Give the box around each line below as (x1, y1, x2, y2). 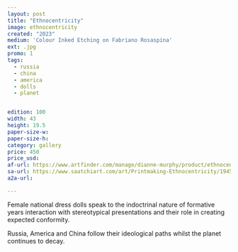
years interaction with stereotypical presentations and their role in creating (7, 207, 225, 217)
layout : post (7, 10, 46, 18)
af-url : (7, 161, 30, 169)
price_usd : (7, 155, 40, 162)
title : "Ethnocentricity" (7, 17, 84, 24)
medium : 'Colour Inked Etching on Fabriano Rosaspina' (7, 37, 173, 44)
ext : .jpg (7, 43, 37, 50)
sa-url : (7, 168, 30, 175)
